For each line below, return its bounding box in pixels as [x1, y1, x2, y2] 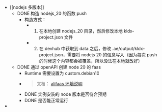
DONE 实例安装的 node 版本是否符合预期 [24, 91, 107, 97]
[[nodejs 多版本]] [9, 4, 44, 10]
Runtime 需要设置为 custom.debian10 [24, 71, 100, 76]
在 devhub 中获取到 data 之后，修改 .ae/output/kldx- [39, 46, 145, 51]
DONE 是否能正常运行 [24, 98, 69, 103]
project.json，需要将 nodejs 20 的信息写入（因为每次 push [39, 52, 157, 58]
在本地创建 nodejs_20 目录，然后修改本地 [39, 28, 123, 34]
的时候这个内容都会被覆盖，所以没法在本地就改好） [39, 58, 142, 64]
